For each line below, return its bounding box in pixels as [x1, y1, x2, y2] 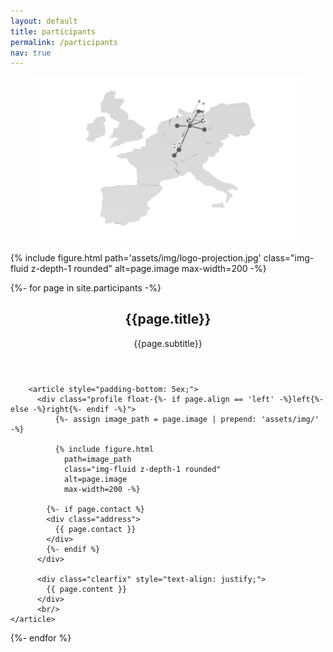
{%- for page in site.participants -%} [10, 282, 162, 294]
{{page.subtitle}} [133, 337, 203, 349]
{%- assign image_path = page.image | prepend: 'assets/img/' [54, 414, 320, 424]
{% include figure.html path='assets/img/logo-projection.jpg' [10, 252, 262, 264]
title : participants [10, 26, 97, 37]
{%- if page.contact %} [46, 504, 145, 514]
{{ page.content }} [46, 584, 128, 594]
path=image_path [63, 454, 132, 464]
